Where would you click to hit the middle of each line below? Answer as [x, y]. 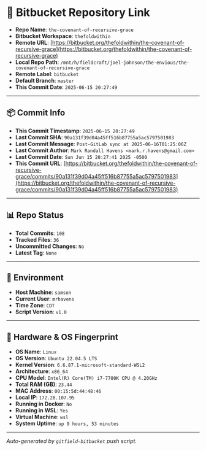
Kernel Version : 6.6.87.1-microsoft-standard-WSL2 [80, 365]
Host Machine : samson [43, 292]
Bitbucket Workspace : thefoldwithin [63, 36]
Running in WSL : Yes [42, 411]
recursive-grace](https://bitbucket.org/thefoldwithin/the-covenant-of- [104, 49]
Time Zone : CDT [35, 306]
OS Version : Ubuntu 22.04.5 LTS [56, 358]
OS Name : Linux [36, 352]
